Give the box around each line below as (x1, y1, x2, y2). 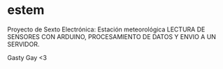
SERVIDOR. (7, 40, 40, 48)
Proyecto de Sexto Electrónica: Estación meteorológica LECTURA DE (7, 25, 206, 33)
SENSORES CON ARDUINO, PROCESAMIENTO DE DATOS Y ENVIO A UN (7, 32, 217, 40)
